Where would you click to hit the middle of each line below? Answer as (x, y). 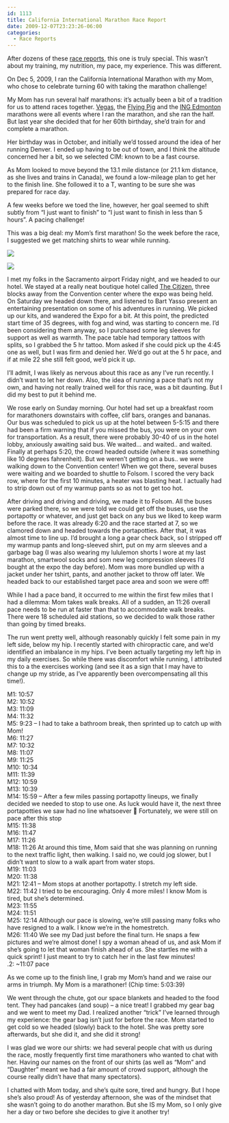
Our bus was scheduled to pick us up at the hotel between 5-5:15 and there (113, 423)
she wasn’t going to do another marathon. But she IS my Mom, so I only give (114, 1104)
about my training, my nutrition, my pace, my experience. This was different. (114, 66)
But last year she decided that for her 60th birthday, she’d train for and (106, 121)
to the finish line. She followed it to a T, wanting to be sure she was (102, 185)
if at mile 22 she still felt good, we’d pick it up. (71, 359)
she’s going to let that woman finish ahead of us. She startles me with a (107, 949)
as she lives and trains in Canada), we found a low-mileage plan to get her (111, 177)
